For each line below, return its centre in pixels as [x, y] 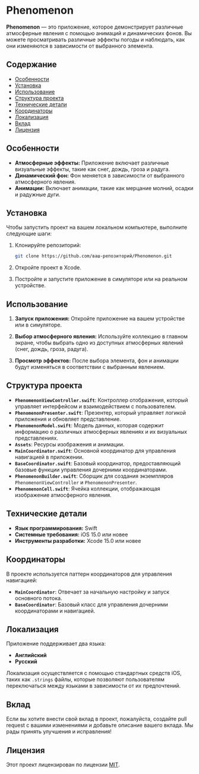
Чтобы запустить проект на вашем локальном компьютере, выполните [97, 228]
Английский [31, 655]
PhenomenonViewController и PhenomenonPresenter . [76, 482]
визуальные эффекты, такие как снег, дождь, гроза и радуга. [92, 169]
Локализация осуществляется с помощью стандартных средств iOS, [94, 673]
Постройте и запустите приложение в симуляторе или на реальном [101, 279]
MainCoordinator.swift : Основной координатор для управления [95, 450]
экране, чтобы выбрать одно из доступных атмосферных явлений [99, 343]
